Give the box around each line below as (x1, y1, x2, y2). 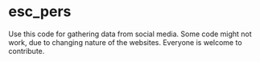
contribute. (8, 46, 45, 56)
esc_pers (8, 2, 72, 21)
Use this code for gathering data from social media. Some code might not (8, 29, 252, 39)
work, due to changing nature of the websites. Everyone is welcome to (8, 37, 243, 47)
